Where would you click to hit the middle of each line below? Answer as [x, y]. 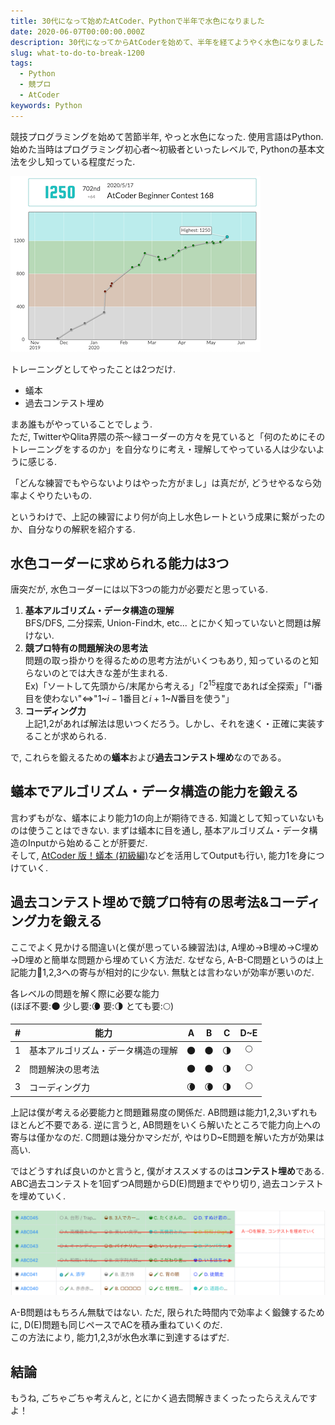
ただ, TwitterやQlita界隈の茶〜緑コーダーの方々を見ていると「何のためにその [168, 436]
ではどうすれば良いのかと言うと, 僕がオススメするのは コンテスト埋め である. [167, 1171]
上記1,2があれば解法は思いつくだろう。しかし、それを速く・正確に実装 [170, 724]
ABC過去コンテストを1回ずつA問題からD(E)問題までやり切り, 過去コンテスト [167, 1184]
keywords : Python [46, 105]
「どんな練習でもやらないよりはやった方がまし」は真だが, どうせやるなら [161, 482]
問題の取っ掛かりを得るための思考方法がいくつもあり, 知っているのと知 [172, 661]
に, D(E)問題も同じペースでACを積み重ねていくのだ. [116, 1325]
